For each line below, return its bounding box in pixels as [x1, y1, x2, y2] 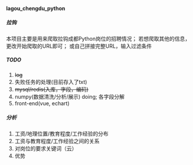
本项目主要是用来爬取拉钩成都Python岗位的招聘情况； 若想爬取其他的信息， [6, 35, 191, 42]
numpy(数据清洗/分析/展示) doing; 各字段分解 [14, 93, 125, 100]
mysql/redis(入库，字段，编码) [14, 86, 89, 93]
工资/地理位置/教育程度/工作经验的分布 [14, 130, 109, 137]
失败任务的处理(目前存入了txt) [14, 78, 87, 85]
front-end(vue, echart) [14, 99, 70, 106]
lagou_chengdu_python [6, 5, 66, 12]
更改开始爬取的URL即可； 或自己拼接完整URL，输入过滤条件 [6, 42, 152, 50]
